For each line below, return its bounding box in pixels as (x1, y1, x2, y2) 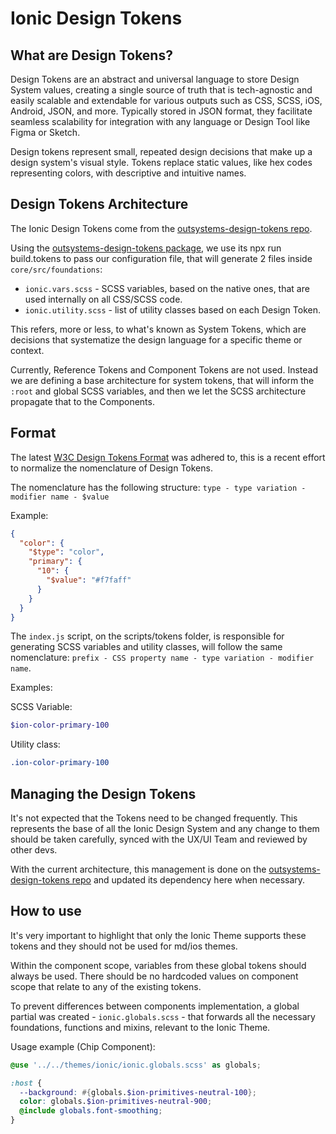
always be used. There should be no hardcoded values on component (10, 970, 299, 982)
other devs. (10, 843, 58, 856)
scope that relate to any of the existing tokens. (10, 980, 202, 992)
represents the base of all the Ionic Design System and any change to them (10, 822, 320, 834)
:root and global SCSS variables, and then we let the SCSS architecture (10, 385, 307, 397)
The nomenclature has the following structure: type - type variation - (10, 481, 307, 493)
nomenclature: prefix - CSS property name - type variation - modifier (10, 652, 315, 664)
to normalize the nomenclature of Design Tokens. (10, 462, 213, 474)
